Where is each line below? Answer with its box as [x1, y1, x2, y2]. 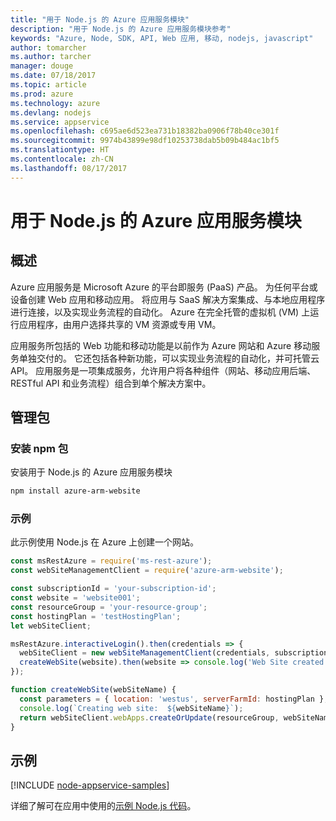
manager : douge [10, 61, 74, 71]
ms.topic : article [10, 80, 87, 90]
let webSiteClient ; [10, 621, 92, 631]
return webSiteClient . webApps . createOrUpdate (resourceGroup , [19, 712, 280, 723]
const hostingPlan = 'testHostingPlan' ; [10, 611, 182, 621]
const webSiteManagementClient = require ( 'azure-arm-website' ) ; [10, 566, 284, 576]
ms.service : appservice [10, 117, 110, 127]
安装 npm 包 [10, 441, 69, 455]
